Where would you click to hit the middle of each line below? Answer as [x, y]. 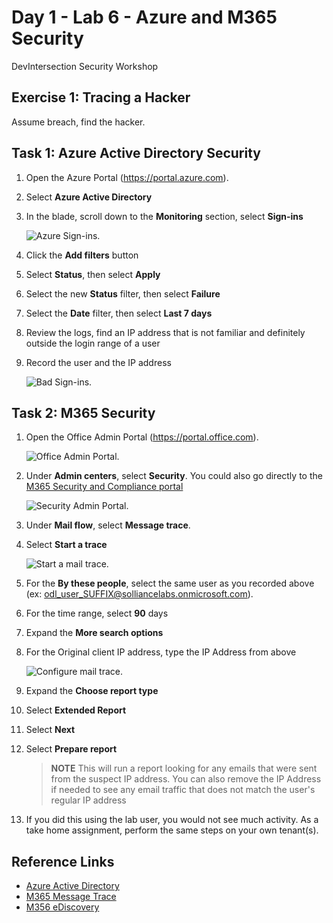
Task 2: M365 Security [83, 412]
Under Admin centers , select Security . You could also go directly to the [174, 476]
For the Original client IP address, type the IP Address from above [161, 652]
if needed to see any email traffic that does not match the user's [183, 790]
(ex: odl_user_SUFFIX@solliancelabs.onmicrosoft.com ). [139, 594]
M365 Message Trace [71, 897]
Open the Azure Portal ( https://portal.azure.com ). [127, 177]
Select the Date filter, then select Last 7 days [119, 313]
